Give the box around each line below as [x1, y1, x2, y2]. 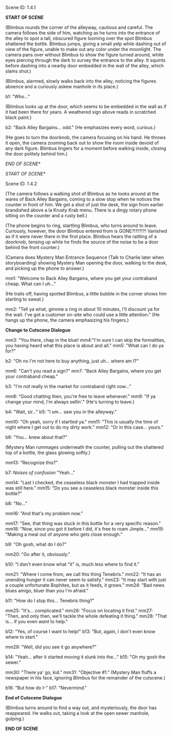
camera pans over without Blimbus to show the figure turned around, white [5, 51, 164, 58]
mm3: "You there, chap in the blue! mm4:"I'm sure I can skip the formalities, [5, 337, 166, 343]
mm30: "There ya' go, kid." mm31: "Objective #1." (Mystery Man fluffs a [5, 669, 157, 675]
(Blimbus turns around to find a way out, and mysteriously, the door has [5, 705, 157, 711]
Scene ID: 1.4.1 [5, 5, 36, 10]
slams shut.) [5, 68, 31, 74]
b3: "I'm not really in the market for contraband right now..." [5, 383, 131, 389]
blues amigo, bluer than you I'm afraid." [5, 588, 89, 593]
